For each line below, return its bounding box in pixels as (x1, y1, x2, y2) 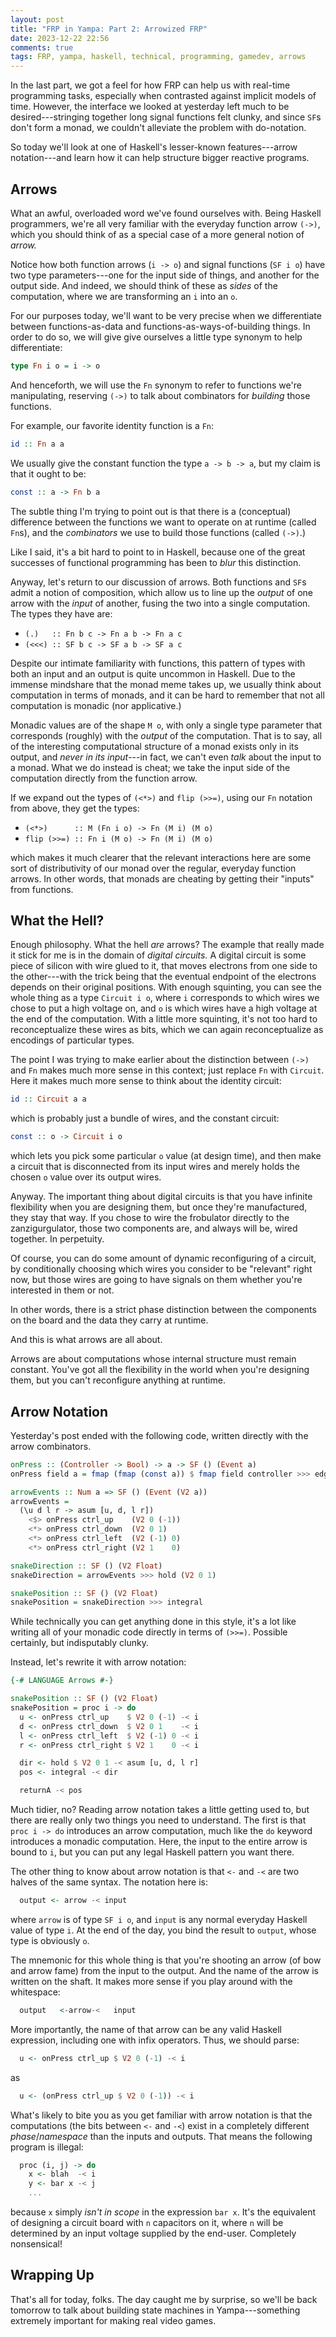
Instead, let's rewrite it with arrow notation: (10, 1656, 187, 1668)
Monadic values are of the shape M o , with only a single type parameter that (10, 719, 323, 731)
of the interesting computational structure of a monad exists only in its (10, 740, 299, 752)
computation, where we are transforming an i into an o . (10, 290, 238, 302)
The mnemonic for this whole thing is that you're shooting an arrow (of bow (10, 1954, 322, 1966)
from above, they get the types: (10, 802, 140, 814)
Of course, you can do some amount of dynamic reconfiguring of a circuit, (10, 1252, 317, 1265)
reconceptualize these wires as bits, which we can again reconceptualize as (10, 1024, 324, 1036)
